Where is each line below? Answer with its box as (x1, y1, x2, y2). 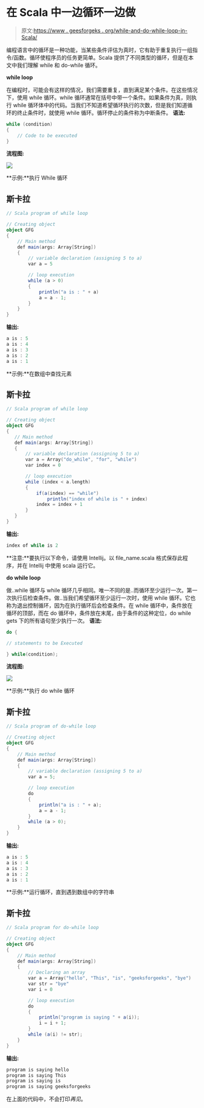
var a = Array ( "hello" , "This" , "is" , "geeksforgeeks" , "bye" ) (28, 975, 191, 981)
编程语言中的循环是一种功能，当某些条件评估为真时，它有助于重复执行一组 (6, 46, 192, 54)
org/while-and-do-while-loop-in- (104, 27, 188, 34)
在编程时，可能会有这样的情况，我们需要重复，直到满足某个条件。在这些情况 (6, 86, 198, 93)
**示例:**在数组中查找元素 (6, 370, 72, 377)
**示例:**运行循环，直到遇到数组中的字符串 (6, 888, 115, 896)
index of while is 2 (6, 542, 59, 549)
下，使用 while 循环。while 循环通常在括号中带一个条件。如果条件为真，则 (6, 94, 192, 101)
